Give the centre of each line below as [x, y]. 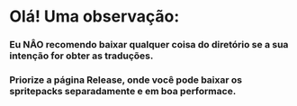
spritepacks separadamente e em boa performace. [123, 92]
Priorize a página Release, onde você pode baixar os [126, 80]
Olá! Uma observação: [94, 17]
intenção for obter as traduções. [81, 56]
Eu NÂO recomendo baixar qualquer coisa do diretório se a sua [149, 45]
